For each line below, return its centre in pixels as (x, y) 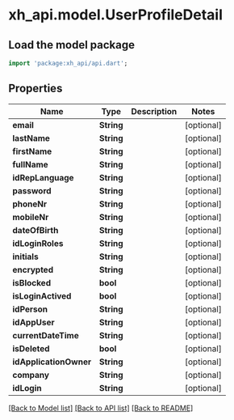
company (31, 375)
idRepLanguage (43, 177)
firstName (32, 151)
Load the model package (72, 45)
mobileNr (31, 217)
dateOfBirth (36, 230)
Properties (36, 89)
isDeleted (31, 348)
